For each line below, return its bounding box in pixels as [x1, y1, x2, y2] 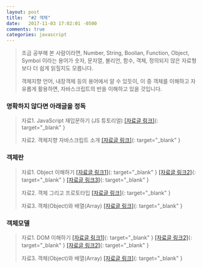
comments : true [6, 26, 45, 32]
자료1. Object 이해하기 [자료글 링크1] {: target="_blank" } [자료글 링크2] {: [21, 168, 196, 176]
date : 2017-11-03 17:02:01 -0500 [6, 20, 97, 26]
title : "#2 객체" [6, 15, 51, 21]
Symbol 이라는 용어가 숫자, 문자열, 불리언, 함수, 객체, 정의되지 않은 [21, 57, 181, 64]
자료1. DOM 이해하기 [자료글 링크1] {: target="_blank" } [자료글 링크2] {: [21, 234, 193, 242]
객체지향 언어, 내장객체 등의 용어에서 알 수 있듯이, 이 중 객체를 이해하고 [21, 78, 190, 85]
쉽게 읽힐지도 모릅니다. [39, 65, 94, 72]
